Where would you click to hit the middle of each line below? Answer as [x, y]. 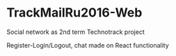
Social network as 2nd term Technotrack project [76, 32]
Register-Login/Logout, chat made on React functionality [88, 45]
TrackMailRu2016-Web [74, 13]
